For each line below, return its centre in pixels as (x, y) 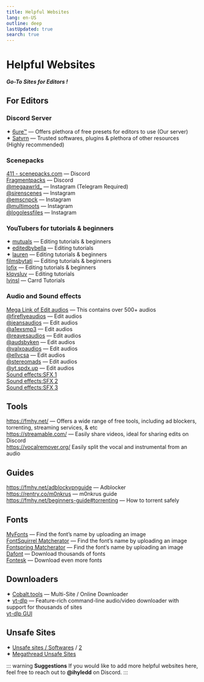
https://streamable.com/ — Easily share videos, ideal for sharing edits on (97, 434)
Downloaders (32, 579)
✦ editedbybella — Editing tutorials (50, 248)
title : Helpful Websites (38, 12)
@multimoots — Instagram (40, 206)
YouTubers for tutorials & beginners (60, 228)
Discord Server (29, 118)
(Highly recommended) (35, 145)
